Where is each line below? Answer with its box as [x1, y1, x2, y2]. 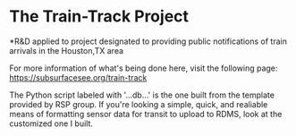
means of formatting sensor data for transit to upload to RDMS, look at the [9, 108, 283, 119]
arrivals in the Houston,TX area [9, 45, 123, 55]
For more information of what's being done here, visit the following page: [9, 63, 278, 73]
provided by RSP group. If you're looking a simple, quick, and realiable [9, 98, 268, 109]
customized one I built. [9, 118, 94, 129]
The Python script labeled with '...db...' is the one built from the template [9, 89, 275, 100]
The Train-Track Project [9, 6, 190, 27]
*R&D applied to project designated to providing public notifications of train [9, 36, 288, 47]
